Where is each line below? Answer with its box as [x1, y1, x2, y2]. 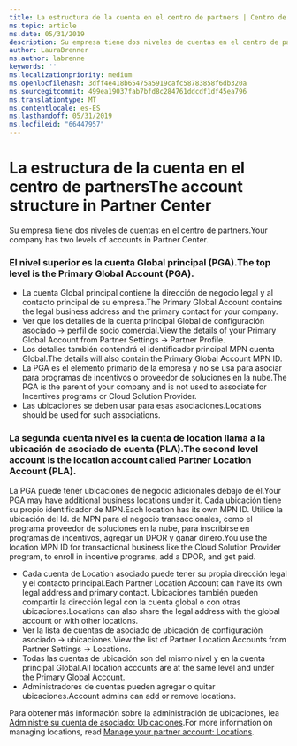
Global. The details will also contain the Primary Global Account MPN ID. [21, 353, 283, 364]
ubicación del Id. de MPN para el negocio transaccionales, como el [9, 513, 254, 524]
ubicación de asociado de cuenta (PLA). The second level [9, 443, 259, 456]
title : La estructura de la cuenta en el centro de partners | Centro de [9, 12, 287, 22]
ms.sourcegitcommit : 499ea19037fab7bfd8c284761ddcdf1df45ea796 [9, 87, 247, 96]
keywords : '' [9, 63, 57, 72]
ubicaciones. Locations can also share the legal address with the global [21, 605, 280, 616]
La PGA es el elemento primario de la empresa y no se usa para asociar [21, 363, 283, 373]
